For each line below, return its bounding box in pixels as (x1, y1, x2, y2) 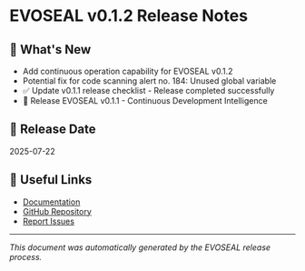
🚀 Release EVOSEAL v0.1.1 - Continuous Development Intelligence (22, 95, 268, 105)
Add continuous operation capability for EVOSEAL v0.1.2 (22, 65, 233, 76)
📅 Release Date (9, 122, 96, 137)
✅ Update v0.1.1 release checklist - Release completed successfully (22, 85, 275, 95)
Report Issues (22, 216, 75, 226)
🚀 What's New (9, 42, 92, 57)
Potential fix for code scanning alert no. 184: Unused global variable (22, 75, 277, 86)
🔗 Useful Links (9, 172, 93, 187)
